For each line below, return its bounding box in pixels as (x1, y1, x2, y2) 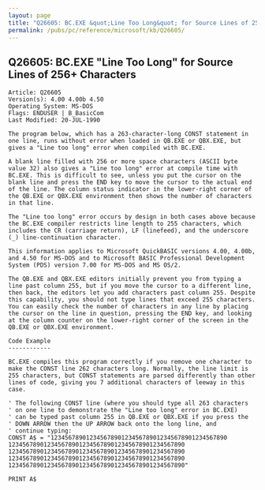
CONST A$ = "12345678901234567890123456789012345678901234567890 (8, 434, 227, 442)
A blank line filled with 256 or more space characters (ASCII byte (8, 158, 238, 166)
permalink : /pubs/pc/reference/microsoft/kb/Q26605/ (8, 26, 185, 34)
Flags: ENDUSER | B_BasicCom (8, 110, 104, 118)
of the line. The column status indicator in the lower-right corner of (8, 185, 252, 193)
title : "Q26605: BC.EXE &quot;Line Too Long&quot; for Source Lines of (8, 19, 248, 27)
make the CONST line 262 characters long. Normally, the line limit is (8, 365, 248, 373)
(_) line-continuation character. (8, 234, 122, 241)
